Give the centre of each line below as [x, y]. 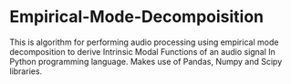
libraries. [26, 71]
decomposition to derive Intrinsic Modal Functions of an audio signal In [143, 51]
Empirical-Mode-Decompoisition [137, 17]
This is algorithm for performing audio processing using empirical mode [144, 42]
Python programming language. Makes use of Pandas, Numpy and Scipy [146, 61]
